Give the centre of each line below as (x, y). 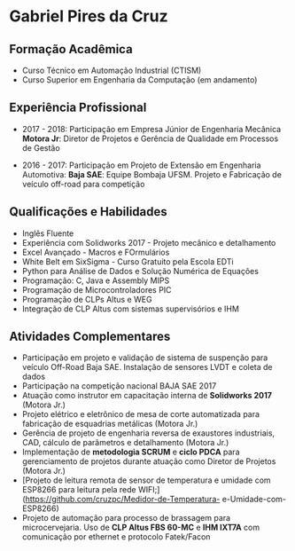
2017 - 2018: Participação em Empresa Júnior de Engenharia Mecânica (151, 129)
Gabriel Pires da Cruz (89, 16)
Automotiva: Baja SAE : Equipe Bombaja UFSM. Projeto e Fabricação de (151, 174)
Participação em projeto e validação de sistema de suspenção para (145, 358)
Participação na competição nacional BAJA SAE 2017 (119, 386)
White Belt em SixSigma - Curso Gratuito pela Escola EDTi (128, 261)
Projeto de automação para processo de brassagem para (126, 518)
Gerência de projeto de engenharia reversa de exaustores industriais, (148, 433)
